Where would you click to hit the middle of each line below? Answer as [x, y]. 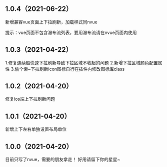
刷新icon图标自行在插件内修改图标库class [82, 69]
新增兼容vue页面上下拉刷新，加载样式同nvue [51, 22]
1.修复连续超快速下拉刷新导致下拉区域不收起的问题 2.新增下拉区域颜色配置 [82, 63]
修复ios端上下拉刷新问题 [30, 99]
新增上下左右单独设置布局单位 [36, 129]
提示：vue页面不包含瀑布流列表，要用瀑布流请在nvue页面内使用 [71, 32]
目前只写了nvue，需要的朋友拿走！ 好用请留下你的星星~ [63, 160]
